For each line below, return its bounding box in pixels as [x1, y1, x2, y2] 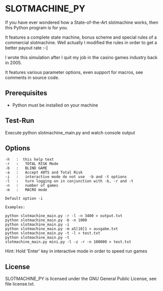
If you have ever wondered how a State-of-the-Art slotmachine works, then [5, 19, 159, 25]
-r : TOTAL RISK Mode [5, 162, 58, 167]
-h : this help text [5, 157, 54, 162]
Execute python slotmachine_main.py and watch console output [5, 129, 135, 135]
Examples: [5, 205, 26, 210]
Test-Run [5, 116, 35, 125]
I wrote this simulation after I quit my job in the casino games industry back [5, 54, 158, 60]
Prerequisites [5, 89, 47, 97]
